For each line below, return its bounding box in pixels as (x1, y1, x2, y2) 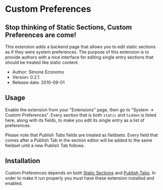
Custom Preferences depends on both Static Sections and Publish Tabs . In (5, 170, 156, 176)
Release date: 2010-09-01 (12, 80, 65, 85)
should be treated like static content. (5, 60, 80, 65)
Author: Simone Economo (12, 69, 64, 75)
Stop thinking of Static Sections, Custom (5, 23, 132, 32)
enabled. (5, 180, 23, 186)
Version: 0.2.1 (12, 74, 40, 80)
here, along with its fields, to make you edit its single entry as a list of (5, 117, 145, 123)
